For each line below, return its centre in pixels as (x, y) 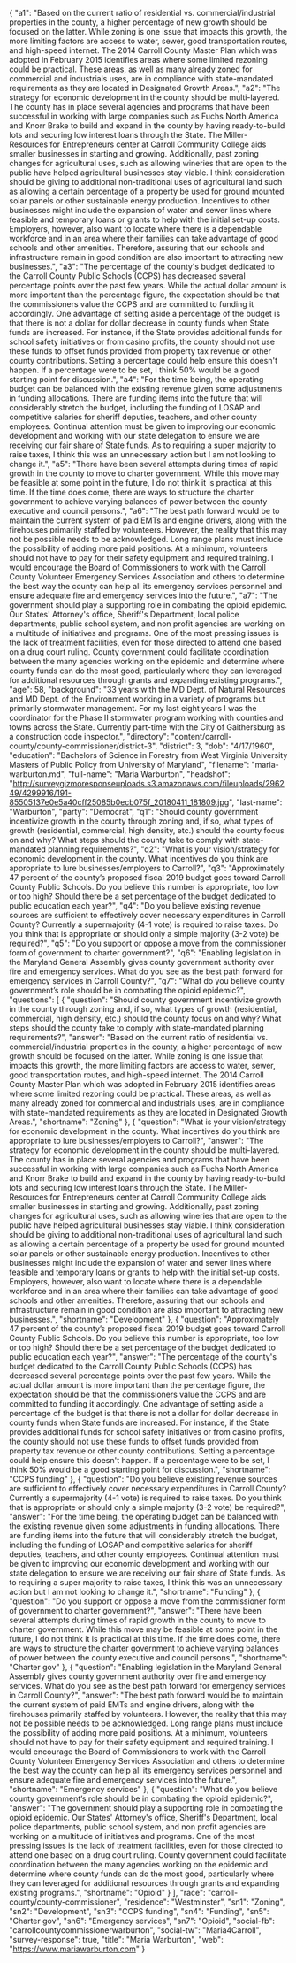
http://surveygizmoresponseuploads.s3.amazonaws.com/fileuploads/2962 (148, 783)
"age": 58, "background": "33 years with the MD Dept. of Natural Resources (147, 690)
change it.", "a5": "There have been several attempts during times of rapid (144, 464)
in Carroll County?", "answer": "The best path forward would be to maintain (146, 1695)
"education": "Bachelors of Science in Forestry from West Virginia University (148, 755)
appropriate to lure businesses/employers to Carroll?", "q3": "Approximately (147, 868)
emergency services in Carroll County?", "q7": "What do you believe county (147, 981)
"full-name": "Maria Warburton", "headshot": (149, 774)
